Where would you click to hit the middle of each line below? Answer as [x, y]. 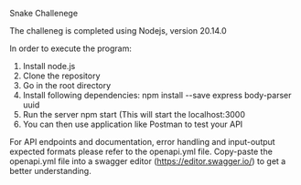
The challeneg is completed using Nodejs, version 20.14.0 [118, 31]
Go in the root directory [67, 85]
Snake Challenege [44, 13]
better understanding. [50, 171]
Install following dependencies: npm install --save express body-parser [157, 95]
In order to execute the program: [71, 48]
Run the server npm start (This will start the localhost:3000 [134, 114]
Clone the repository [61, 76]
